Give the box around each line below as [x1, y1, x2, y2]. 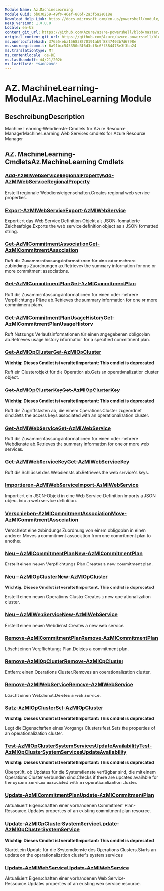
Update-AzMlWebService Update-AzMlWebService [5, 864, 129, 871]
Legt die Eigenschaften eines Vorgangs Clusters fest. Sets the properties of [5, 725, 156, 731]
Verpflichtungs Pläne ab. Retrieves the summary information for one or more [5, 297, 158, 303]
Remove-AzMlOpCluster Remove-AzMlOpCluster [5, 658, 123, 665]
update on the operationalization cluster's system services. [5, 852, 124, 858]
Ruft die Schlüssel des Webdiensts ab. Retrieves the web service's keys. [5, 470, 150, 476]
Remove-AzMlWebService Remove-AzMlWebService [5, 681, 133, 688]
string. [5, 228, 18, 235]
